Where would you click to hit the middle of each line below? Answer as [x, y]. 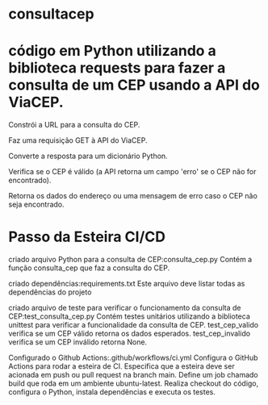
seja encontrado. [36, 205]
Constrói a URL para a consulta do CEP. [74, 125]
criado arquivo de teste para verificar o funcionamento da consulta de [125, 308]
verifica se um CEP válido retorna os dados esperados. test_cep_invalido [130, 334]
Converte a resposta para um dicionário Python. [88, 156]
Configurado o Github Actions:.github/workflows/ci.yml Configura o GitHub [133, 358]
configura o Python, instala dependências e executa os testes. [112, 392]
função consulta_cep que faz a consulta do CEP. [89, 268]
